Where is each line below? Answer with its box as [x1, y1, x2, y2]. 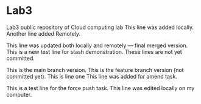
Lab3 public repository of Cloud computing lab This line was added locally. [6, 24, 194, 31]
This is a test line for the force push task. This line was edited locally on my [6, 84, 195, 91]
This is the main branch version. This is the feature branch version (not [6, 66, 184, 73]
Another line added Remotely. [6, 30, 81, 37]
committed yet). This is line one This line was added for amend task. [6, 73, 178, 80]
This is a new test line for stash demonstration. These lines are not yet [6, 48, 183, 55]
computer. [6, 91, 32, 98]
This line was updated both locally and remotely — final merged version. [6, 42, 188, 49]
